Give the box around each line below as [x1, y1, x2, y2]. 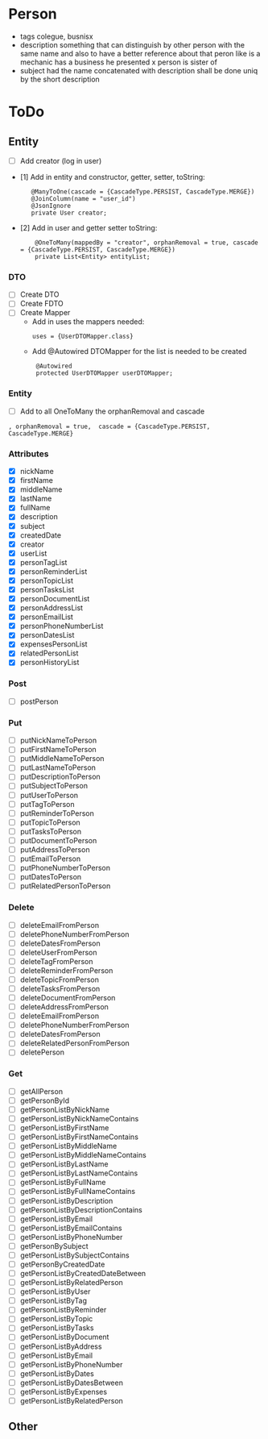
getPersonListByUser [19, 1287, 91, 1296]
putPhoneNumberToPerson [19, 863, 111, 873]
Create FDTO [19, 299, 64, 309]
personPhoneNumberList [19, 622, 104, 631]
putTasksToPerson [19, 826, 82, 836]
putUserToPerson [19, 790, 79, 800]
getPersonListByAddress [19, 1341, 102, 1351]
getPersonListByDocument [19, 1332, 109, 1342]
